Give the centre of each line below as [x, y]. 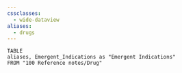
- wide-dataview [36, 20]
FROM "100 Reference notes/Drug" [55, 63]
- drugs [24, 32]
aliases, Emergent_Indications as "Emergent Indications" [91, 57]
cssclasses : [24, 13]
